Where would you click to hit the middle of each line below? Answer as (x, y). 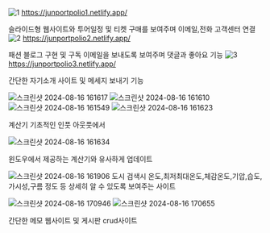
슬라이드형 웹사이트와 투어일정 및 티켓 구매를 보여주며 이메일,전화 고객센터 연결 (132, 29)
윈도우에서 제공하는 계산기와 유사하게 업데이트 (81, 159)
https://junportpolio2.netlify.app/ (77, 38)
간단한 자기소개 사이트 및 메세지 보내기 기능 (76, 80)
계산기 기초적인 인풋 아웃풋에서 (57, 125)
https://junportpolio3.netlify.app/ (62, 64)
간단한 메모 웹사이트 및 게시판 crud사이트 (73, 221)
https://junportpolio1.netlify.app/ (74, 12)
